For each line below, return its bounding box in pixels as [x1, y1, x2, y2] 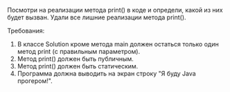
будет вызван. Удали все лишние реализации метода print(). [7, 13, 186, 21]
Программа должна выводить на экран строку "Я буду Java [17, 69, 196, 77]
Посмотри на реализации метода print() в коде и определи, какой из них [7, 6, 223, 14]
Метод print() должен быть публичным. [17, 55, 134, 63]
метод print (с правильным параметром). [17, 48, 141, 55]
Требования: [7, 27, 45, 35]
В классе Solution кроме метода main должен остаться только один [17, 40, 220, 48]
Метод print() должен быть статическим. [17, 62, 139, 70]
